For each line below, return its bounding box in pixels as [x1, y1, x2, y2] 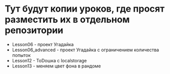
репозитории [5, 25, 63, 36]
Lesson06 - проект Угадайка [12, 41, 74, 47]
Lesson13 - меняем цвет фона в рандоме [12, 63, 101, 69]
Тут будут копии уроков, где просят [5, 3, 165, 15]
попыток [12, 52, 31, 58]
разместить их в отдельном [5, 14, 130, 25]
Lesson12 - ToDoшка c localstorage [12, 57, 87, 63]
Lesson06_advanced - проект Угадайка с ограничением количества [12, 47, 159, 53]
